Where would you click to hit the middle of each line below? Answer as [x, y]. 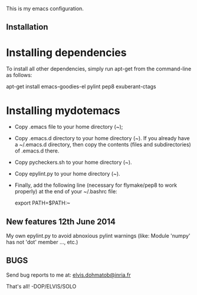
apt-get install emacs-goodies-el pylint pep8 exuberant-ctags [81, 87]
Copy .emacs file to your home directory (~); [69, 127]
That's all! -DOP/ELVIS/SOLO [41, 286]
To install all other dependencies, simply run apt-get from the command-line [99, 69]
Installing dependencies [66, 52]
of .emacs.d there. [37, 151]
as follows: [19, 75]
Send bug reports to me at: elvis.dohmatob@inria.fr [68, 275]
